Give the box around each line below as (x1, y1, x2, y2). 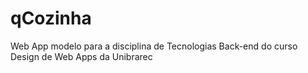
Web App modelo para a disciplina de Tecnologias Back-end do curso (10, 40, 298, 52)
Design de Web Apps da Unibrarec (10, 50, 153, 62)
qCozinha (10, 7, 92, 30)
